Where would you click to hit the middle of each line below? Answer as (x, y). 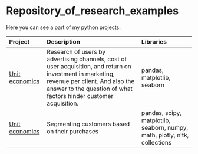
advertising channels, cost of (87, 59)
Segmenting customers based (88, 124)
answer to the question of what (90, 89)
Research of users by (76, 51)
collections (156, 142)
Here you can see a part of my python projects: (63, 27)
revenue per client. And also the (91, 81)
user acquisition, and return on (89, 66)
